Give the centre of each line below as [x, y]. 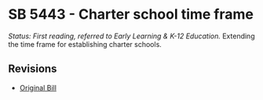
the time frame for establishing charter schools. [85, 44]
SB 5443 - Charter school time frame [131, 14]
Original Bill [38, 87]
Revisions [33, 69]
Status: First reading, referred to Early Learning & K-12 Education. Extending [131, 36]
